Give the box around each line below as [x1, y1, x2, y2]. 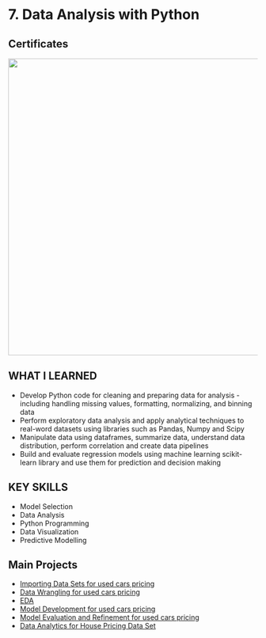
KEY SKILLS [8, 480, 69, 494]
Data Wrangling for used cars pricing [19, 587, 141, 597]
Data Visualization [19, 526, 79, 536]
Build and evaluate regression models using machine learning [19, 449, 221, 458]
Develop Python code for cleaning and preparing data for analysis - [19, 390, 240, 400]
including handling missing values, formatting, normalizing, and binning [19, 398, 253, 408]
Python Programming [19, 518, 89, 528]
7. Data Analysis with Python [8, 6, 200, 24]
